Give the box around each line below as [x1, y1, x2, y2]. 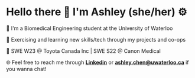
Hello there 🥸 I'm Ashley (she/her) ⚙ [6, 5, 187, 19]
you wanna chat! [6, 65, 47, 72]
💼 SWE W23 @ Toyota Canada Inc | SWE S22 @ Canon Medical [6, 47, 161, 55]
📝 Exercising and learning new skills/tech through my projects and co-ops [6, 36, 186, 43]
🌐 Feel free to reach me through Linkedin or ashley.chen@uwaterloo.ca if [6, 59, 189, 66]
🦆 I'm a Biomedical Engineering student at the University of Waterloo [6, 25, 173, 32]
